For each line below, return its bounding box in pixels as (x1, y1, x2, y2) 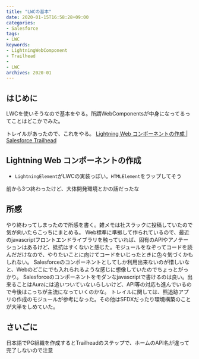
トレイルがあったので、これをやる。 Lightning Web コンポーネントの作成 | (6, 130, 188, 138)
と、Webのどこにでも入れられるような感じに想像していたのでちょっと (6, 266, 178, 273)
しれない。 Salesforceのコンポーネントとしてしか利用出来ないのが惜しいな (6, 258, 190, 266)
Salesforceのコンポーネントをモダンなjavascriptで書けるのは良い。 (23, 273, 188, 280)
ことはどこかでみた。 (11, 117, 64, 125)
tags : (6, 31, 20, 37)
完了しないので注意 (6, 346, 53, 354)
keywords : (6, 42, 31, 48)
